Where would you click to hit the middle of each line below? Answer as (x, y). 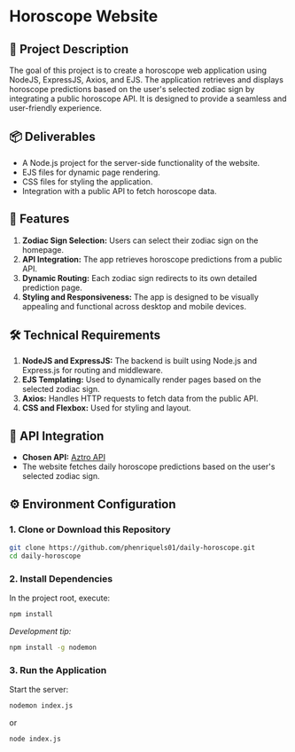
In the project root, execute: (60, 598)
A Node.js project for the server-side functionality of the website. (141, 162)
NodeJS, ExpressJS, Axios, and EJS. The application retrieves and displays (146, 80)
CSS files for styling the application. (87, 181)
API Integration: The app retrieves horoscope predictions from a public (152, 259)
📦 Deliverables (52, 137)
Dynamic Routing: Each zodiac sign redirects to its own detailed (140, 278)
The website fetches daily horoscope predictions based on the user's (148, 466)
